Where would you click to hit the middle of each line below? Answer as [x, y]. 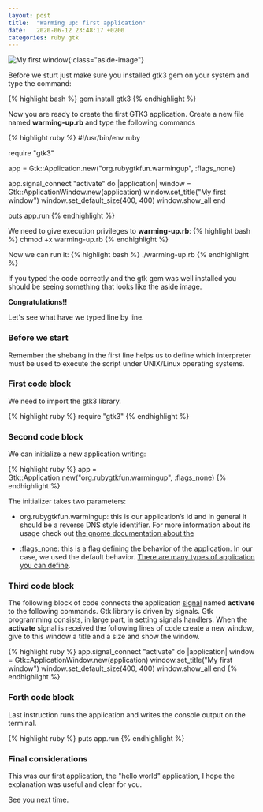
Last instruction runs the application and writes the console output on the [127, 714]
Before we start [38, 338]
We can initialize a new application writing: [77, 454]
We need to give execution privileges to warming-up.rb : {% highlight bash [129, 231]
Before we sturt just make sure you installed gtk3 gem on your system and [129, 75]
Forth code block [41, 698]
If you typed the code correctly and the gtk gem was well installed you [122, 279]
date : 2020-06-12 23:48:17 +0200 [67, 30]
